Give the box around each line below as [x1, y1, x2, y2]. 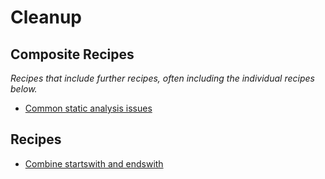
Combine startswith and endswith [24, 157, 164, 170]
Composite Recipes [10, 46, 135, 63]
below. [10, 83, 38, 95]
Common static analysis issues [24, 102, 153, 114]
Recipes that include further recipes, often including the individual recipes [10, 72, 315, 84]
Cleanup [10, 6, 83, 29]
